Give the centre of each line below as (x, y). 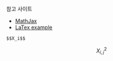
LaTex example (34, 27)
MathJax (26, 21)
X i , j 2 (102, 51)
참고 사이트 (19, 9)
